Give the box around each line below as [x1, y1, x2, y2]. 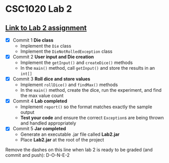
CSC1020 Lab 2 [5, 3, 72, 15]
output [20, 109, 35, 115]
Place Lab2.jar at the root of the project [20, 137, 104, 143]
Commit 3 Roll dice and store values [12, 76, 91, 82]
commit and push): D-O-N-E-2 [5, 152, 70, 158]
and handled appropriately [20, 120, 76, 126]
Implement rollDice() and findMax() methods [20, 81, 118, 88]
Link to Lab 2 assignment [5, 24, 87, 32]
